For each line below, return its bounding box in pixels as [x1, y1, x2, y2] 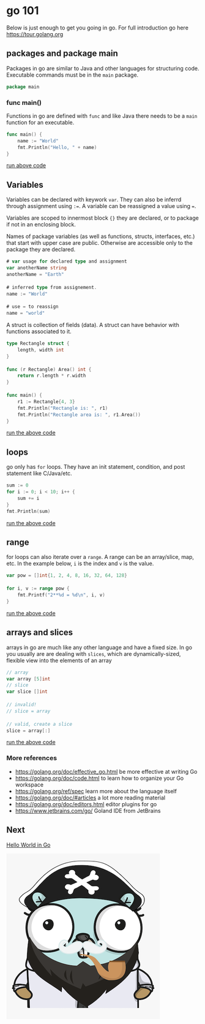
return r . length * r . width [17, 372, 86, 379]
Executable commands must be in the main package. [6, 71, 139, 79]
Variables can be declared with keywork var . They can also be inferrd [6, 196, 182, 203]
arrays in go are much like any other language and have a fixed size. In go [6, 644, 193, 651]
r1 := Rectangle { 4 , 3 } [17, 398, 75, 405]
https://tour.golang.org [6, 30, 64, 37]
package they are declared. [6, 246, 76, 253]
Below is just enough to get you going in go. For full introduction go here [6, 24, 188, 31]
